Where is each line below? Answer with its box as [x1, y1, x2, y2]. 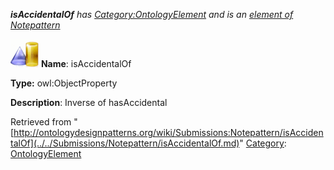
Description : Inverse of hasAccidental [10, 97, 168, 108]
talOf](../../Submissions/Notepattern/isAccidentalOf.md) [10, 137, 240, 149]
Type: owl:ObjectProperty [10, 77, 118, 89]
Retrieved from [10, 116, 72, 128]
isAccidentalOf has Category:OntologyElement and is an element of [10, 9, 294, 20]
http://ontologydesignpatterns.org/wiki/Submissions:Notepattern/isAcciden [13, 127, 324, 138]
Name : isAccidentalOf [40, 58, 132, 69]
